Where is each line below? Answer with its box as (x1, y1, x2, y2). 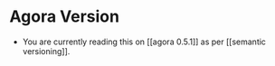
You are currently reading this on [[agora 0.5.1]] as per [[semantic (22, 36, 267, 47)
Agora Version (9, 6, 120, 27)
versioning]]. (22, 45, 71, 56)
